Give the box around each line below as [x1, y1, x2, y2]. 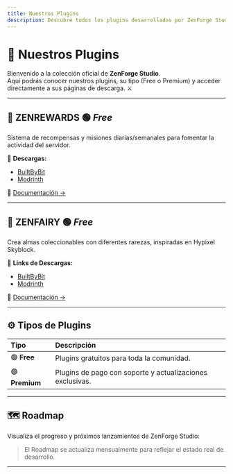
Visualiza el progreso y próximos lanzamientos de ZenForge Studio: [7, 432, 200, 440]
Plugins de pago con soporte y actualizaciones [55, 368, 208, 378]
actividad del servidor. [7, 141, 71, 149]
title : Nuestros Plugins [7, 10, 79, 17]
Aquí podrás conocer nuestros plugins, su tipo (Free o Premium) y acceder [7, 77, 221, 85]
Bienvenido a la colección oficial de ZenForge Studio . [7, 69, 161, 78]
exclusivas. [55, 376, 92, 386]
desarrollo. [24, 452, 55, 461]
